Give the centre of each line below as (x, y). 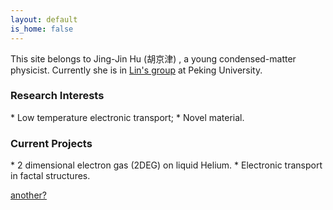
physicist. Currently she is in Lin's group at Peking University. (136, 70)
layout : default (44, 19)
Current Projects (51, 143)
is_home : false (42, 29)
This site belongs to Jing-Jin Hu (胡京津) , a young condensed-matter (153, 58)
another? (28, 195)
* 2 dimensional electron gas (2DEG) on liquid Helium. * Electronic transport (166, 165)
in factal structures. (50, 176)
